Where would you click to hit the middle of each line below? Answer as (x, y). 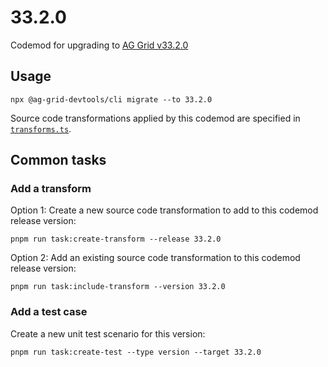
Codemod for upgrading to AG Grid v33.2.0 (99, 45)
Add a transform (51, 189)
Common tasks (58, 160)
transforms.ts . (41, 128)
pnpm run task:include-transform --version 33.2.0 (118, 287)
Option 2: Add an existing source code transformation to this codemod (155, 258)
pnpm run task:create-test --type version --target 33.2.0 (136, 352)
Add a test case (49, 312)
